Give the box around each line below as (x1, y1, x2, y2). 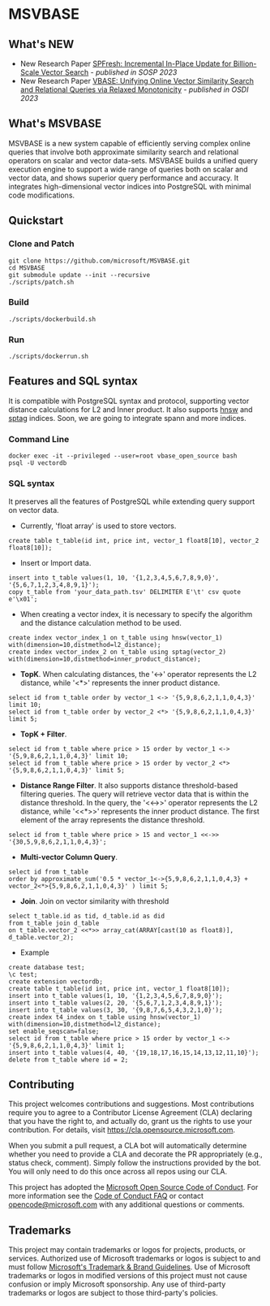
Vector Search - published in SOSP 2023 (41, 67, 178, 77)
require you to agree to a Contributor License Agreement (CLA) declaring (8, 1108, 253, 1117)
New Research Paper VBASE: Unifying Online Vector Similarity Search (19, 76, 254, 85)
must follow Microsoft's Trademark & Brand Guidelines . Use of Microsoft (8, 1262, 251, 1272)
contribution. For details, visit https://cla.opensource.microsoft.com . (8, 1125, 236, 1135)
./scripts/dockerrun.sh (8, 353, 89, 361)
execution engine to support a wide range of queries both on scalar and (8, 164, 249, 174)
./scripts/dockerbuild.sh (8, 315, 96, 323)
